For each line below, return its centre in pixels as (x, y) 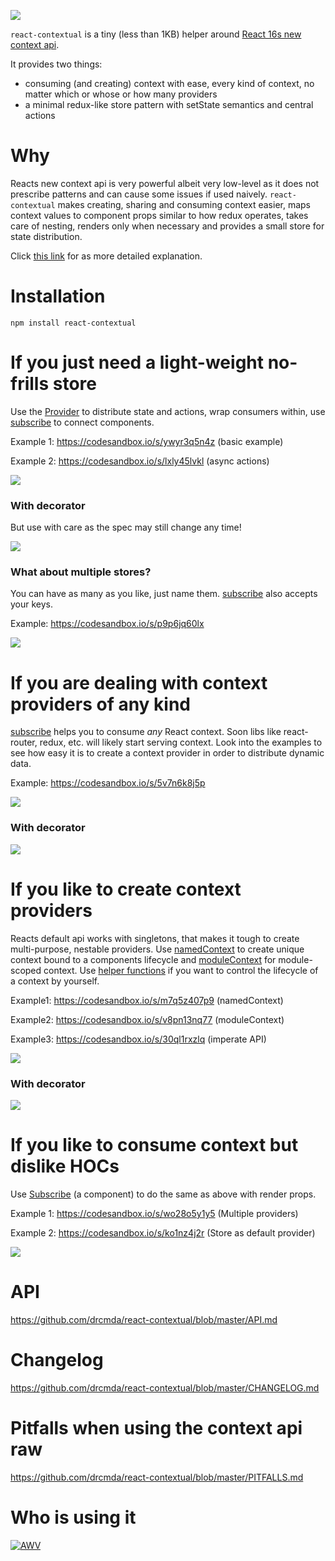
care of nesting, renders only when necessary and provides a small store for (167, 226)
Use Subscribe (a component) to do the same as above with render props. (163, 1194)
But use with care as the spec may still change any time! (126, 527)
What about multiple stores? (81, 572)
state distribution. (46, 236)
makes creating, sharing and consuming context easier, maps (184, 204)
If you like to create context (126, 889)
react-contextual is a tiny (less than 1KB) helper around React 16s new (156, 34)
